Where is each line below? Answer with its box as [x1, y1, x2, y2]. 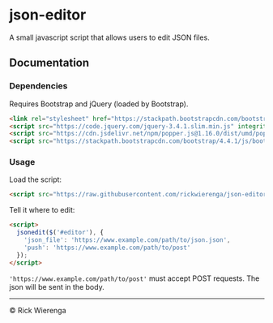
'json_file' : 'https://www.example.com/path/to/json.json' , [23, 236, 231, 244]
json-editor [9, 6, 87, 24]
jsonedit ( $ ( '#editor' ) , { [16, 229, 105, 237]
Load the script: [9, 174, 62, 184]
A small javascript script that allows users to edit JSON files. [9, 32, 210, 42]
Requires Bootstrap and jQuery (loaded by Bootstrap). [9, 99, 189, 109]
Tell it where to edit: [9, 205, 75, 215]
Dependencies [9, 80, 68, 92]
